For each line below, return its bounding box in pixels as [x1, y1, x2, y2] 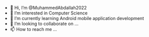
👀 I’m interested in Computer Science [10, 10, 88, 16]
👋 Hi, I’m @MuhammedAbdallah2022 [10, 5, 87, 10]
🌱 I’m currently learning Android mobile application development [10, 15, 144, 21]
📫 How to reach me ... [10, 26, 57, 32]
